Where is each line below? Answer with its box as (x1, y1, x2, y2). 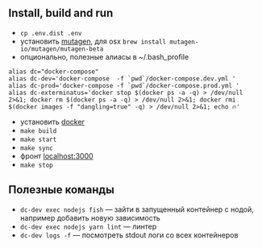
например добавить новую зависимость (19, 213, 161, 222)
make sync (19, 144, 54, 152)
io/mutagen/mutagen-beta (19, 44, 104, 53)
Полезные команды (8, 183, 114, 196)
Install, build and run (8, 6, 114, 20)
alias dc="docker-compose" (8, 68, 99, 76)
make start (19, 135, 57, 143)
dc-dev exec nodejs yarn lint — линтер (19, 221, 157, 231)
